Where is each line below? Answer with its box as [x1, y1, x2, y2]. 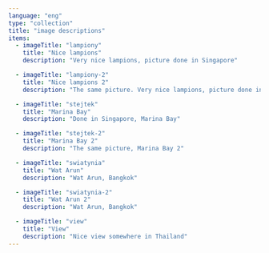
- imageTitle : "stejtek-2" [15, 130, 106, 138]
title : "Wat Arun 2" [22, 195, 91, 204]
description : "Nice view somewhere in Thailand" [22, 232, 188, 240]
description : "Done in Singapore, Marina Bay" [22, 115, 181, 123]
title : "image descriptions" [8, 26, 106, 34]
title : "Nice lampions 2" [22, 78, 110, 86]
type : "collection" [8, 19, 74, 27]
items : [8, 34, 30, 42]
